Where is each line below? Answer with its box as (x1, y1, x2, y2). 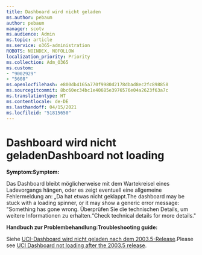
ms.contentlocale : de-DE (6, 98, 69, 104)
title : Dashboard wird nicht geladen (6, 8, 101, 15)
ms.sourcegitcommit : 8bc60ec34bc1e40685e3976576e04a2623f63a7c (6, 87, 169, 93)
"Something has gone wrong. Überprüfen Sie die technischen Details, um (6, 206, 189, 213)
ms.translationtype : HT (6, 93, 66, 99)
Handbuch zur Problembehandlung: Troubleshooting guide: (6, 224, 158, 231)
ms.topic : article (6, 37, 52, 43)
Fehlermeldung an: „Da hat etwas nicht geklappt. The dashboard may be (6, 193, 185, 200)
